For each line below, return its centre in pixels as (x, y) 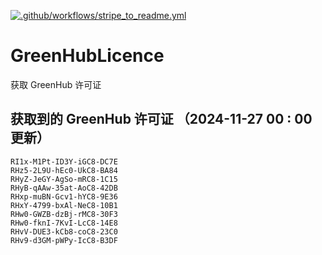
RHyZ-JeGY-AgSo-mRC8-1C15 (64, 179)
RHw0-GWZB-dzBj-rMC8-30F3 (64, 214)
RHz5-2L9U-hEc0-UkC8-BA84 (64, 170)
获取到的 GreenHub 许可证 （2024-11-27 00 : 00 (161, 119)
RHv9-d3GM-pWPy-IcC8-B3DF (64, 240)
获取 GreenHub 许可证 (56, 84)
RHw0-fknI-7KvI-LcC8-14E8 (64, 223)
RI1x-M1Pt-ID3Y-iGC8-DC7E (64, 161)
